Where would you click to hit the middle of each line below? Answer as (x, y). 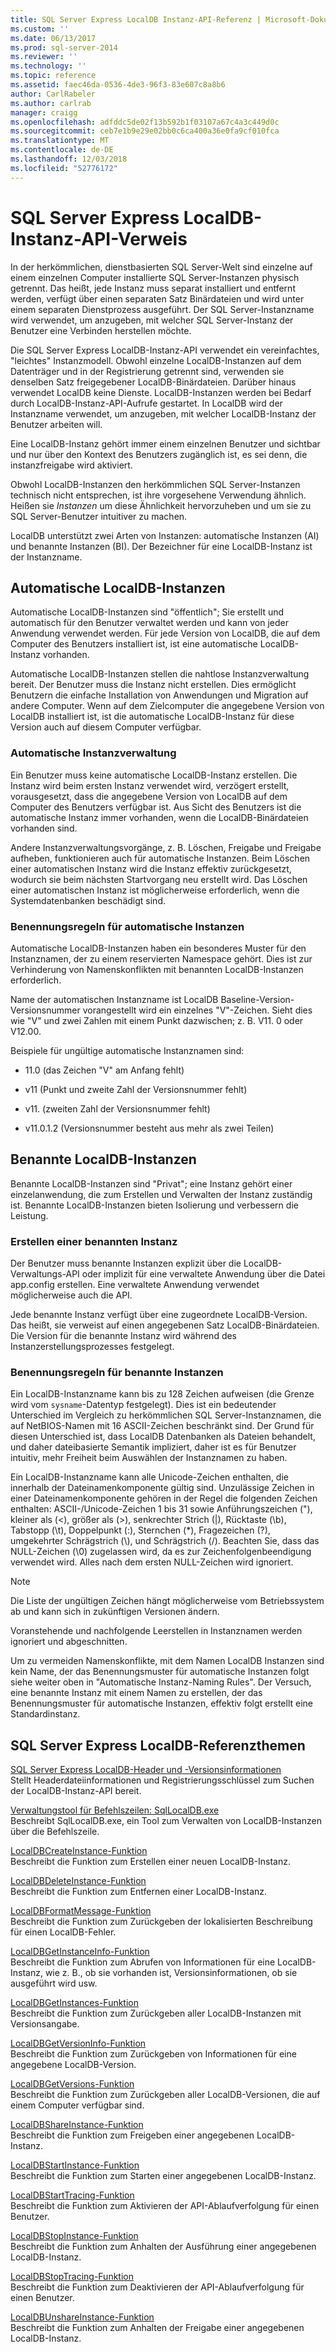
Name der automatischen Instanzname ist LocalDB (114, 999)
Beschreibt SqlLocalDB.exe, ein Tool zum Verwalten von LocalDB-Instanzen (166, 1821)
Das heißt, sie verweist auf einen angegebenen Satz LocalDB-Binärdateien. (165, 1325)
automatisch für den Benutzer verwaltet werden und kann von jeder (150, 623)
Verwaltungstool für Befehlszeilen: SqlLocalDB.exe (115, 1810)
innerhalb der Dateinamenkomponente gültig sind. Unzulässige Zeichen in (162, 1488)
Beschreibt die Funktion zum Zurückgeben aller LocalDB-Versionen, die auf (165, 2095)
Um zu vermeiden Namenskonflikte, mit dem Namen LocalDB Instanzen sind (167, 1661)
